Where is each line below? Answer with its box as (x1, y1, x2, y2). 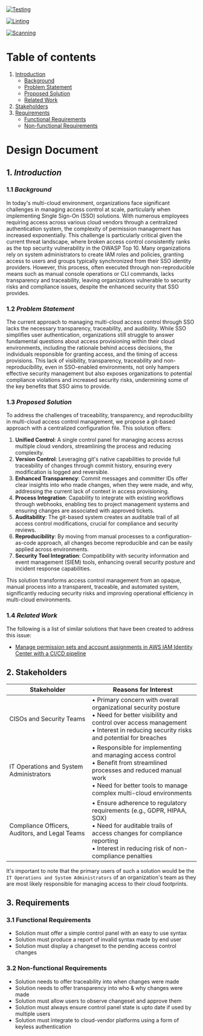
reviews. (14, 526, 36, 533)
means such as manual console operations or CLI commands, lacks (6, 270, 174, 277)
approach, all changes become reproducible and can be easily (37, 540, 193, 547)
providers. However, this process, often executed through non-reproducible (6, 264, 195, 271)
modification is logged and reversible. (14, 469, 109, 476)
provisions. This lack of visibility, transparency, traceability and (6, 357, 163, 364)
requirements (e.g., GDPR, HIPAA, (91, 806, 187, 815)
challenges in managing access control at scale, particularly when (6, 206, 171, 213)
